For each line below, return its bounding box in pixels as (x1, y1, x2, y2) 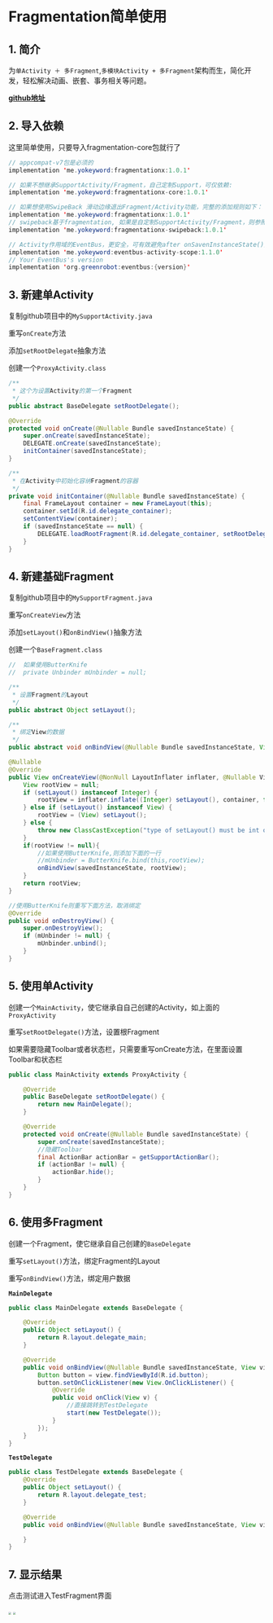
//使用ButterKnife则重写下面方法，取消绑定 (8, 901, 141, 909)
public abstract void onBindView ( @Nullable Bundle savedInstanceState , (8, 743, 256, 752)
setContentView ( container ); (23, 515, 118, 523)
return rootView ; (23, 879, 82, 888)
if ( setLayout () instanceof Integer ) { (23, 788, 158, 797)
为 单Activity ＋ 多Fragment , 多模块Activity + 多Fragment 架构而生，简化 (8, 66, 245, 75)
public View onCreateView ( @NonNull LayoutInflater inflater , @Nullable (8, 773, 256, 781)
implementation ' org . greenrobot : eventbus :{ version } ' (8, 263, 191, 271)
